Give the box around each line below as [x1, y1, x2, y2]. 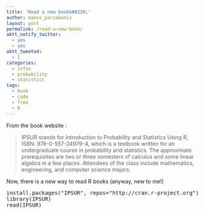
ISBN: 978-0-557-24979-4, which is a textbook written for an [21, 140, 175, 147]
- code [12, 94, 29, 100]
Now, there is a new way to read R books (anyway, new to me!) [6, 178, 164, 185]
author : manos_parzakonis [6, 15, 72, 21]
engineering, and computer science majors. [21, 165, 131, 173]
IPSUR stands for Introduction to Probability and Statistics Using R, [21, 133, 189, 140]
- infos [12, 65, 32, 72]
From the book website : [6, 122, 67, 129]
